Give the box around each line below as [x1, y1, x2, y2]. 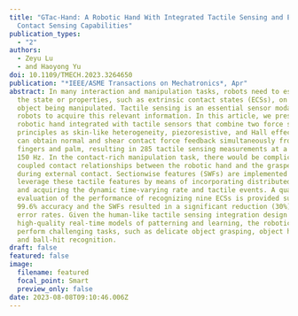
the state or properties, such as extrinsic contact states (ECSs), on [17, 95, 288, 104]
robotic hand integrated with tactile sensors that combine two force [17, 120, 284, 129]
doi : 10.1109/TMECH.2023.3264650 [9, 71, 133, 80]
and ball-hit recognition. [17, 235, 117, 244]
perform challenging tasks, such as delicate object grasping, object [17, 227, 284, 235]
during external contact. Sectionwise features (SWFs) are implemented [17, 169, 288, 178]
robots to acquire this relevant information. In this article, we [17, 112, 272, 120]
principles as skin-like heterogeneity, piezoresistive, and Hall [17, 128, 268, 137]
